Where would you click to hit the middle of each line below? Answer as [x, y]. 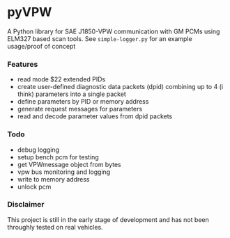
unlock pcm [34, 187]
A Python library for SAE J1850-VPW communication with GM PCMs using [114, 31]
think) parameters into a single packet [72, 94]
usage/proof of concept [41, 46]
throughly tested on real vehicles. [55, 227]
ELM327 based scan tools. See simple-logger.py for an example [100, 38]
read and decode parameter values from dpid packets [95, 116]
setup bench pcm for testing [58, 157]
